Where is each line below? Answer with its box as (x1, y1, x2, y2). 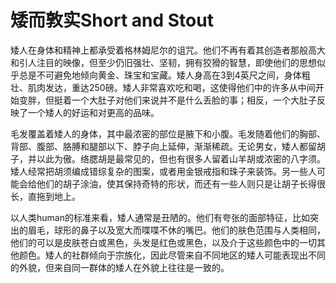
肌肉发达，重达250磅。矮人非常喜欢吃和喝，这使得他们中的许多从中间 (27, 81, 316, 93)
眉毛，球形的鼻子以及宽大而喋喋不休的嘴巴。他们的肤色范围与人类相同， (27, 224, 326, 236)
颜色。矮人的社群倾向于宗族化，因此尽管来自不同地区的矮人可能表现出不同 (18, 249, 326, 261)
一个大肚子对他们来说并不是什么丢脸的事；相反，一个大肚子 (71, 94, 317, 106)
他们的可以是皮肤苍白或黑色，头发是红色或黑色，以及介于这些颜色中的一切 (10, 236, 317, 248)
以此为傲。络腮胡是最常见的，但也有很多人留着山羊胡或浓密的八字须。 (36, 152, 326, 165)
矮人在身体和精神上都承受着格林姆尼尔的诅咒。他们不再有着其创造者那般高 (10, 44, 317, 56)
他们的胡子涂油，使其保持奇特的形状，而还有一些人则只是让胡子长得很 (36, 177, 326, 190)
